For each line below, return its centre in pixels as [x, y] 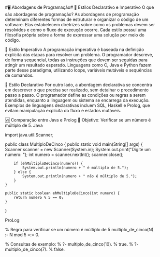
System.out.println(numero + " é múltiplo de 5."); [76, 168]
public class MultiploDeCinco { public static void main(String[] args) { [74, 144]
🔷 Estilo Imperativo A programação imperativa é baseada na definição [74, 50]
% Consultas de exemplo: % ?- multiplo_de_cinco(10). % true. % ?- [72, 244]
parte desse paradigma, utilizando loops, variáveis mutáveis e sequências [79, 70]
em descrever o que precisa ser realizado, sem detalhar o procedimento [77, 90]
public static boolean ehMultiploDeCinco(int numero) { [62, 193]
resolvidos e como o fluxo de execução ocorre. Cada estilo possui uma [76, 30]
